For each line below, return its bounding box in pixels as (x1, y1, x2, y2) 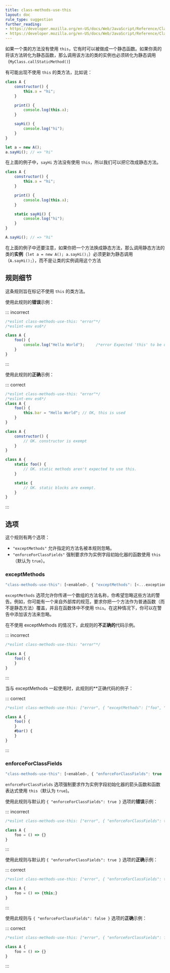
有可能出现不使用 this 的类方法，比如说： (5, 69, 93, 75)
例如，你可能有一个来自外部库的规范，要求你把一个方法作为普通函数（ (14, 599, 160, 605)
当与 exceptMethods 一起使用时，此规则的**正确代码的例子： (5, 685, 134, 691)
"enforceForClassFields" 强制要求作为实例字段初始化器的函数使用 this (12, 551, 161, 557)
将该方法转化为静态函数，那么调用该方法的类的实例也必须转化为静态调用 (5, 52, 156, 58)
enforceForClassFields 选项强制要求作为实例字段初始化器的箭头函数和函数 (5, 781, 161, 787)
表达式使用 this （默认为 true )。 (5, 787, 72, 793)
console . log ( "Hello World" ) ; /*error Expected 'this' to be (23, 342, 162, 347)
